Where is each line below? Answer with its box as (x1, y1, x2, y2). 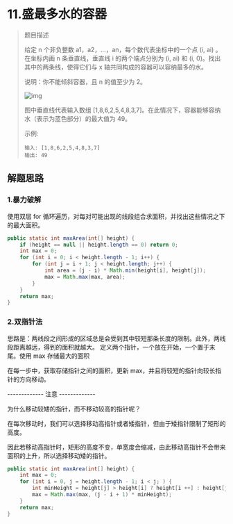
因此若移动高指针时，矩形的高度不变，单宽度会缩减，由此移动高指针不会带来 (7, 443, 226, 451)
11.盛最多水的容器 (7, 6, 107, 22)
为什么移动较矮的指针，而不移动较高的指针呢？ (7, 404, 141, 413)
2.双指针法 (7, 317, 43, 327)
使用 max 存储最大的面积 (19, 352, 90, 360)
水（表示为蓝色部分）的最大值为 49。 (24, 114, 132, 122)
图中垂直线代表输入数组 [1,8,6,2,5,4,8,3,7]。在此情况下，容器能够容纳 (24, 106, 221, 114)
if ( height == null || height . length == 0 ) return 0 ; (19, 241, 178, 248)
